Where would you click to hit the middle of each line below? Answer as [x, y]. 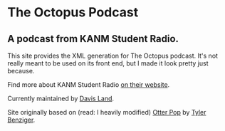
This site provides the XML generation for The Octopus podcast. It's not [113, 56]
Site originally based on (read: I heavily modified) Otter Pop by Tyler [107, 112]
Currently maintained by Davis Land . [61, 98]
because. [21, 71]
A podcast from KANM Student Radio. [93, 39]
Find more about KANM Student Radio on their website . [89, 85]
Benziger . [21, 120]
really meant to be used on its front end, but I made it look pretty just [108, 63]
